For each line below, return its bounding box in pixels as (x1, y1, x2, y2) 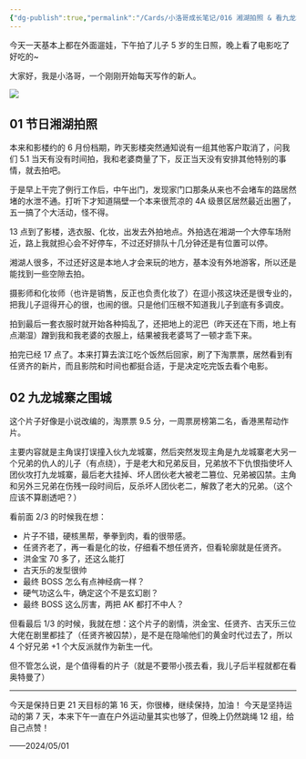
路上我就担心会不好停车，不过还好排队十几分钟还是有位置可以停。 (25, 238, 273, 248)
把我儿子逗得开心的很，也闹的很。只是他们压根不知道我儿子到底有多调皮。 (9, 299, 289, 310)
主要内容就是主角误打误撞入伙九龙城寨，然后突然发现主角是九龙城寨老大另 (9, 447, 289, 458)
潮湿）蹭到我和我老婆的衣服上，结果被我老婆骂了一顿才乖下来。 (16, 329, 257, 341)
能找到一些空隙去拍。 (9, 268, 89, 279)
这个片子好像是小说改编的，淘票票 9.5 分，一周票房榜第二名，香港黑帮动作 (9, 416, 290, 427)
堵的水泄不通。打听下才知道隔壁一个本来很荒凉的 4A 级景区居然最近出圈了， (9, 196, 296, 207)
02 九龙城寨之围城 (9, 390, 112, 405)
